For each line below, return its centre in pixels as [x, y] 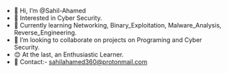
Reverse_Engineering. [45, 32]
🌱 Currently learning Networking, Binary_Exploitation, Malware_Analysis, [117, 25]
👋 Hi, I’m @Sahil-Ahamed [50, 11]
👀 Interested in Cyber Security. [58, 18]
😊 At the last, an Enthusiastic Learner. [69, 54]
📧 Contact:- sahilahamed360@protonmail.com [81, 62]
